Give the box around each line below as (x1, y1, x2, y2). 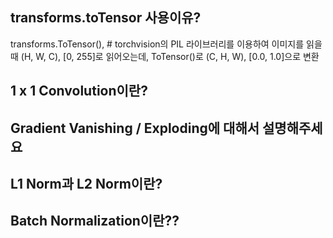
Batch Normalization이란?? (10, 213, 180, 230)
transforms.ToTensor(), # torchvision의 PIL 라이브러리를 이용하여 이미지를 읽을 (10, 38, 323, 50)
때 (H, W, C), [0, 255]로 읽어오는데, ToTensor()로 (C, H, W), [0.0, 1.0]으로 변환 (10, 50, 320, 62)
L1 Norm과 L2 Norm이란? (10, 175, 163, 192)
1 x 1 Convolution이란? (10, 83, 148, 100)
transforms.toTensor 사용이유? (10, 9, 202, 27)
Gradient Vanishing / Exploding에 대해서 (10, 119, 260, 137)
